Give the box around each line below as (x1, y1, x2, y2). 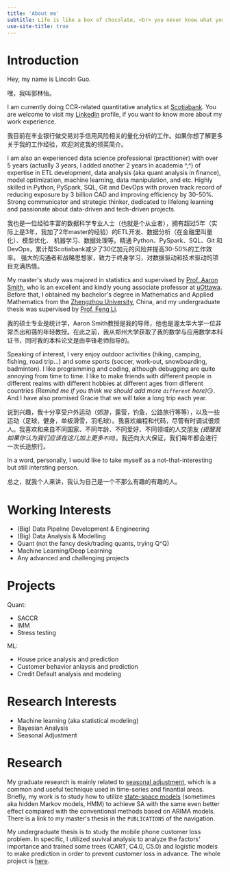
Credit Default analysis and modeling (16, 670, 122, 678)
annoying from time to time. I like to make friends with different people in (7, 372, 212, 380)
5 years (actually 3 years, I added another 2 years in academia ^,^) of (7, 161, 201, 170)
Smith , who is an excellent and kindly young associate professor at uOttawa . (7, 283, 222, 292)
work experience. (7, 117, 57, 126)
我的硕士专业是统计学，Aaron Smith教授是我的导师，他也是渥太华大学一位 (7, 319, 216, 328)
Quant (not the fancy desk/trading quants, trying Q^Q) (16, 540, 170, 548)
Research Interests (7, 694, 117, 709)
